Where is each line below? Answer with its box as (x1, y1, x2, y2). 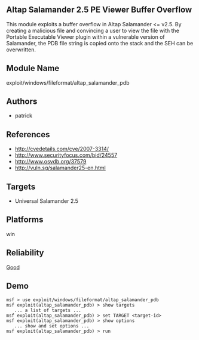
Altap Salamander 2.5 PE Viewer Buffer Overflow (6, 5, 192, 15)
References (6, 129, 50, 140)
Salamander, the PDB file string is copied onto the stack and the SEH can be (6, 39, 194, 47)
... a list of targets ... (14, 307, 82, 313)
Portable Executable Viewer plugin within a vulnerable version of (6, 33, 166, 41)
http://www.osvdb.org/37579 (14, 158, 87, 165)
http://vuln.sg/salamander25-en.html (14, 164, 106, 172)
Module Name (6, 63, 60, 73)
